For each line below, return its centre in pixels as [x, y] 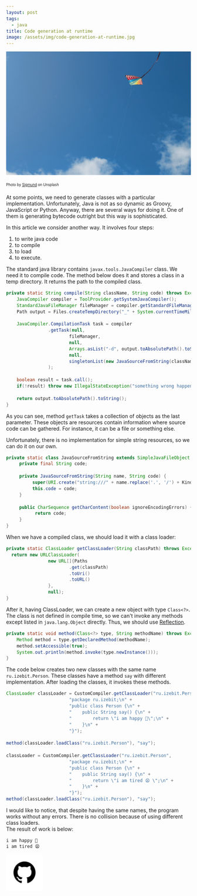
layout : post [22, 12]
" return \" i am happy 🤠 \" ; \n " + [119, 718]
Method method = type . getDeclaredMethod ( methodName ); [84, 639]
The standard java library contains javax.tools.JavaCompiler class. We [92, 269]
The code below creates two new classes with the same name [81, 669]
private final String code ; [53, 464]
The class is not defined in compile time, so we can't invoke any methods [94, 615]
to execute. [28, 257]
